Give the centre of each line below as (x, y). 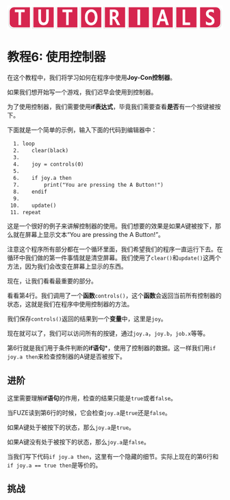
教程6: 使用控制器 (56, 57)
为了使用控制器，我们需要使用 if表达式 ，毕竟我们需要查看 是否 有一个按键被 (111, 107)
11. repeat (25, 213)
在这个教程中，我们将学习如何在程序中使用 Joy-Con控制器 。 (92, 78)
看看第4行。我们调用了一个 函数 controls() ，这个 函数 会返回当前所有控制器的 (114, 296)
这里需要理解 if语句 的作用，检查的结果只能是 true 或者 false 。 (92, 398)
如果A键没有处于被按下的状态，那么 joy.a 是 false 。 (79, 442)
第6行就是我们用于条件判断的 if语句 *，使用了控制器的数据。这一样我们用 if (112, 348)
